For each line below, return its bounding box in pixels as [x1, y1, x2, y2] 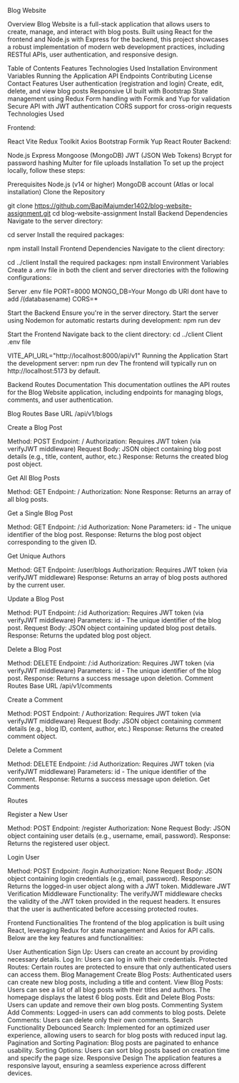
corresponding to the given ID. [7, 538, 97, 546]
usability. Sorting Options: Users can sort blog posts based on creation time [7, 1046, 230, 1054]
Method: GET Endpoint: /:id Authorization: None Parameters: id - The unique [7, 523, 232, 531]
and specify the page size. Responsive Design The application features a [7, 1054, 222, 1062]
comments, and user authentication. [7, 396, 113, 404]
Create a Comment [7, 695, 63, 704]
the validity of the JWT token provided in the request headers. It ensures [7, 897, 221, 905]
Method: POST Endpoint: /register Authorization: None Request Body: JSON [7, 824, 230, 832]
